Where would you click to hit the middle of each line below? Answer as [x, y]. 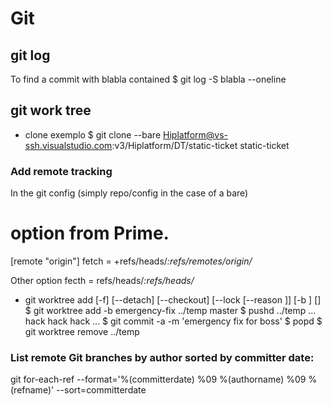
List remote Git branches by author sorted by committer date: [162, 357]
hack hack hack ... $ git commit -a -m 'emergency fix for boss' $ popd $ [173, 321]
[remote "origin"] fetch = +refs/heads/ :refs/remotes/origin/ [131, 261]
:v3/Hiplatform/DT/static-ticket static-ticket [200, 145]
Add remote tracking [61, 171]
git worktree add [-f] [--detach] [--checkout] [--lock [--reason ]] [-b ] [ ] [173, 300]
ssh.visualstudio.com [68, 145]
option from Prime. [90, 233]
